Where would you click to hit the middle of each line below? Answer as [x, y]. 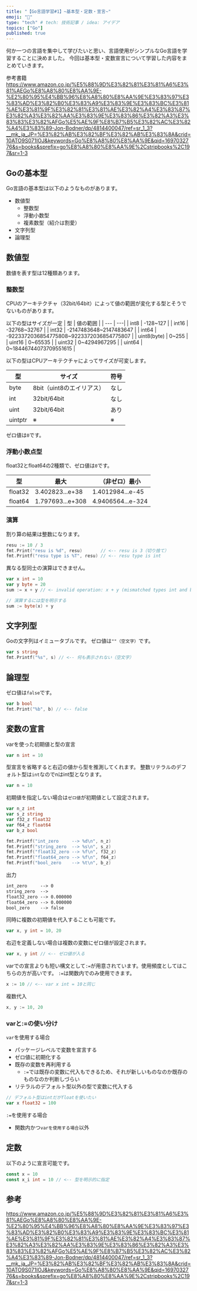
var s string [22, 652]
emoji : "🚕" [19, 17]
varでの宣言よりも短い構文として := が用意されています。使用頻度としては [94, 966]
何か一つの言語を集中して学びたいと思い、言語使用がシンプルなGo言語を [94, 51]
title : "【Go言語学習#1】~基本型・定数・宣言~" [59, 11]
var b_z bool [22, 830]
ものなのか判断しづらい [52, 1079]
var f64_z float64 [28, 825]
